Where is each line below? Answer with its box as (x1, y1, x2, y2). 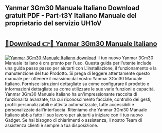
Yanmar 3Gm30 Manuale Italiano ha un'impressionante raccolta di (5, 91, 138, 97)
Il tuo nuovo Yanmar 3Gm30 (97, 55, 154, 61)
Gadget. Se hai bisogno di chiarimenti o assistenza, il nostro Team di (5, 117, 142, 123)
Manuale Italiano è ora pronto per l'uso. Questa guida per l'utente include (5, 60, 152, 66)
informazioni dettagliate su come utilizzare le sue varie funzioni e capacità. (5, 86, 155, 92)
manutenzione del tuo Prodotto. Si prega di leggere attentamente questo (5, 70, 150, 76)
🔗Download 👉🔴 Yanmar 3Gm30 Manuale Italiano (5, 39, 157, 48)
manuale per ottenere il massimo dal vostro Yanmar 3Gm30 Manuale (5, 76, 143, 81)
